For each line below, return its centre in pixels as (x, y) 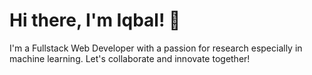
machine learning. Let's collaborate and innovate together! (130, 58)
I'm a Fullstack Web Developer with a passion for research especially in (156, 48)
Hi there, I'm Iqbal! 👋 (95, 20)
